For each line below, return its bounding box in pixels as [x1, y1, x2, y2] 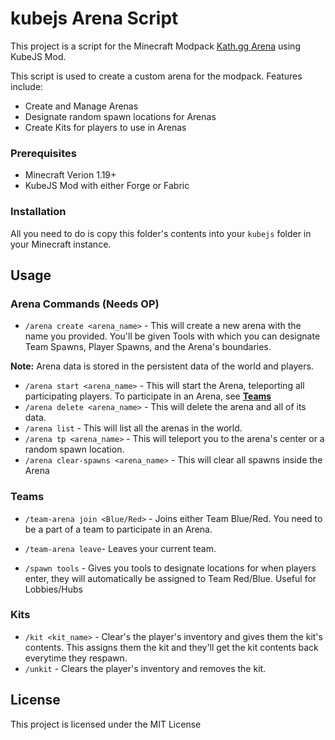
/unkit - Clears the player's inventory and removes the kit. [24, 662, 267, 674]
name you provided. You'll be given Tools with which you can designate [24, 330, 321, 342]
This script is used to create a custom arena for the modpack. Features [10, 70, 303, 82]
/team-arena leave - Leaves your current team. [24, 542, 217, 554]
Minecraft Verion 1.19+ [24, 169, 117, 181]
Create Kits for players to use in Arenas [24, 121, 187, 133]
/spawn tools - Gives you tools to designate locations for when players [24, 562, 317, 574]
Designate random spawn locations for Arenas [24, 110, 217, 122]
